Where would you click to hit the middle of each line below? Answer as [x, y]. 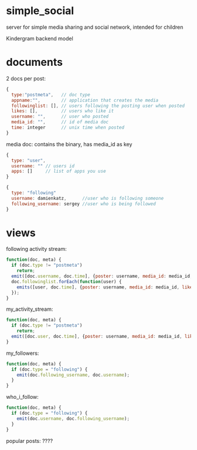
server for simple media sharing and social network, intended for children [95, 27]
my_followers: [23, 353]
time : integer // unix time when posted [68, 127]
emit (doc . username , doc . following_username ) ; [73, 418]
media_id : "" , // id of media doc [60, 122]
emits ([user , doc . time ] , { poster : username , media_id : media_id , [98, 287]
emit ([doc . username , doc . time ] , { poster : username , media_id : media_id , [102, 276]
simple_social [40, 11]
